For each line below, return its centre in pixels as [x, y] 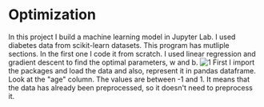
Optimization [52, 15]
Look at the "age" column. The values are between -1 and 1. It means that [129, 79]
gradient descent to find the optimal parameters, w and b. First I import [132, 62]
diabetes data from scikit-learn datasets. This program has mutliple [119, 45]
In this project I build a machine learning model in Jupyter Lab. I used [122, 37]
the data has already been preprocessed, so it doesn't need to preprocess [131, 87]
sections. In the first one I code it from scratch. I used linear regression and [132, 53]
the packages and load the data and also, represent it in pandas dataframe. [132, 70]
